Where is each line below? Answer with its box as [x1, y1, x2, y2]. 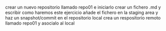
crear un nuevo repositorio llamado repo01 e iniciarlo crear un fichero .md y [5, 4, 161, 10]
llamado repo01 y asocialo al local [5, 20, 75, 26]
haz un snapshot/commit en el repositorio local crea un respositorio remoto [5, 15, 161, 20]
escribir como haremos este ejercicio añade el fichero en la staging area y [5, 9, 158, 15]
